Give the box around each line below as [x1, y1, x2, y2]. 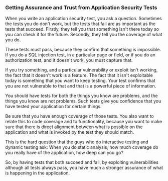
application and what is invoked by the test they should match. [5, 129, 134, 135]
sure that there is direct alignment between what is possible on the [5, 124, 143, 130]
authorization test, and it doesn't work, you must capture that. [5, 57, 133, 63]
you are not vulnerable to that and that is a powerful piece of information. [5, 83, 156, 89]
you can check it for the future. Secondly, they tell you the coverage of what [5, 32, 162, 38]
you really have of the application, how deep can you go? [5, 150, 124, 156]
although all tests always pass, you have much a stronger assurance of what [5, 165, 163, 171]
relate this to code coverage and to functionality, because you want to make [5, 119, 162, 125]
